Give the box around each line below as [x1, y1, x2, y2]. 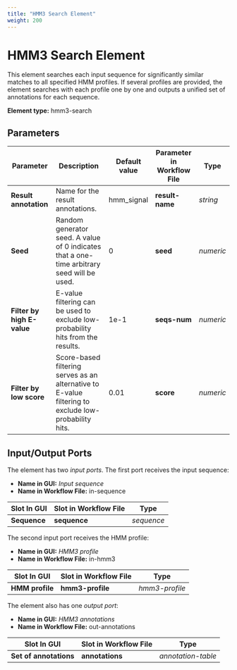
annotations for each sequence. [7, 93, 100, 101]
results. [55, 341, 80, 351]
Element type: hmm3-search [7, 106, 92, 115]
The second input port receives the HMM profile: [7, 533, 150, 542]
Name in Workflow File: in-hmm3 [17, 554, 116, 564]
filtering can [55, 297, 96, 307]
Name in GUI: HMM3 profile [17, 547, 99, 556]
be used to [55, 306, 92, 316]
